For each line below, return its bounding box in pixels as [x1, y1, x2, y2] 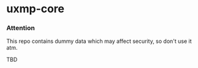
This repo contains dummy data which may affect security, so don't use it [6, 37, 192, 45]
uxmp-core [6, 2, 65, 16]
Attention [6, 24, 35, 32]
